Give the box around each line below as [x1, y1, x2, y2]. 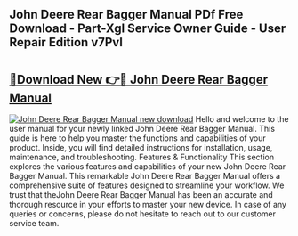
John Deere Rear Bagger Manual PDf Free [9, 7, 244, 22]
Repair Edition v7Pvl [9, 35, 123, 50]
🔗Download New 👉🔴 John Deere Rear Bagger [9, 71, 269, 87]
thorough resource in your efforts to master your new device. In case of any [9, 199, 287, 209]
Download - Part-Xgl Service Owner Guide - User [9, 21, 286, 37]
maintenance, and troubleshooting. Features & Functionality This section [9, 151, 274, 162]
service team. [9, 218, 60, 228]
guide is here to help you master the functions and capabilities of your [9, 133, 266, 143]
